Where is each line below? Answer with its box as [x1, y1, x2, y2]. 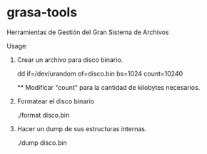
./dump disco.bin [16, 138, 67, 147]
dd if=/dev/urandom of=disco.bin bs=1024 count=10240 [16, 69, 183, 78]
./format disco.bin [16, 111, 70, 119]
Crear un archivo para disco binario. [16, 55, 123, 64]
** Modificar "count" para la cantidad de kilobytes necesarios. [16, 83, 201, 91]
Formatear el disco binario [16, 97, 94, 106]
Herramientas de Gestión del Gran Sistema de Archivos [6, 28, 169, 36]
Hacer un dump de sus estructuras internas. [16, 124, 147, 133]
